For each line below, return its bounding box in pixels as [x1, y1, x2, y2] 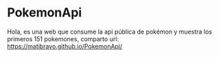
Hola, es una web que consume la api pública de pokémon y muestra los [7, 27, 213, 36]
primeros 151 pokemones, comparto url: [7, 34, 119, 43]
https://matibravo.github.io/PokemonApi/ [7, 42, 123, 50]
